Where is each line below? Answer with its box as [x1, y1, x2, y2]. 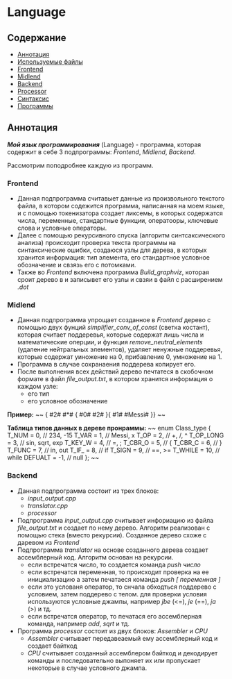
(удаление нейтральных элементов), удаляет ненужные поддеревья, [17, 345, 223, 354]
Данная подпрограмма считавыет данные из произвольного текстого [17, 194, 225, 203]
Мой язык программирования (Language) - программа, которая [7, 140, 202, 149]
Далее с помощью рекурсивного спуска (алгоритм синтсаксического [17, 231, 226, 240]
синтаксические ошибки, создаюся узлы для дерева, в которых [17, 246, 207, 254]
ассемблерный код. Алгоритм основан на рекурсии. [17, 553, 174, 561]
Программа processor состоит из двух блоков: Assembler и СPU [17, 626, 208, 635]
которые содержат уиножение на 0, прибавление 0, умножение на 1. [17, 353, 222, 361]
